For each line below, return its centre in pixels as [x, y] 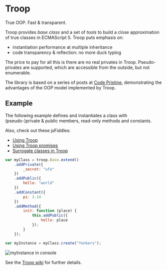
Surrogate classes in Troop [40, 151]
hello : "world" [39, 183]
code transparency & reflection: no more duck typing [67, 52]
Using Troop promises [35, 145]
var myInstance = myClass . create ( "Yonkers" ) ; [53, 243]
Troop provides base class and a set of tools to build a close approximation [82, 32]
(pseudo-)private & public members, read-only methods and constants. [79, 121]
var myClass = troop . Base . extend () [42, 160]
